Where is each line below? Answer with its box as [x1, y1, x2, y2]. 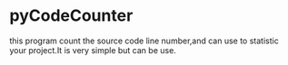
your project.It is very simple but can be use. [9, 44, 177, 55]
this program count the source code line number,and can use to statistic [9, 35, 279, 46]
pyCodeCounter [9, 5, 134, 26]
